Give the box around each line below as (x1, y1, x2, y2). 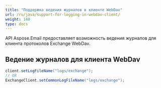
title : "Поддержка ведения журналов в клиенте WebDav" (5, 7, 123, 13)
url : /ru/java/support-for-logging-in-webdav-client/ (5, 12, 121, 17)
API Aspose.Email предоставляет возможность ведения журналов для (5, 35, 156, 41)
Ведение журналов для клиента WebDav (5, 55, 140, 63)
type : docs (5, 21, 28, 27)
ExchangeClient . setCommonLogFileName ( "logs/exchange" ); (5, 77, 125, 83)
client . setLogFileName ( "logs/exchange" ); (5, 68, 94, 73)
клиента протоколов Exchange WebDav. (5, 41, 91, 47)
